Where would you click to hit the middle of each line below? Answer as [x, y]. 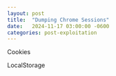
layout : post [26, 13]
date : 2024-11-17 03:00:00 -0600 [58, 26]
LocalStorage [26, 65]
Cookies [19, 52]
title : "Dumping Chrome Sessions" [58, 20]
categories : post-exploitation [52, 33]
